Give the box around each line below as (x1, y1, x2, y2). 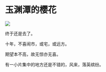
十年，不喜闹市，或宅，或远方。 (5, 41, 69, 47)
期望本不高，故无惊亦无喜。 (5, 51, 61, 57)
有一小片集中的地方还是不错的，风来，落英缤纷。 (5, 61, 104, 67)
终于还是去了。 (5, 30, 35, 36)
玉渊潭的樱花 (5, 4, 57, 16)
